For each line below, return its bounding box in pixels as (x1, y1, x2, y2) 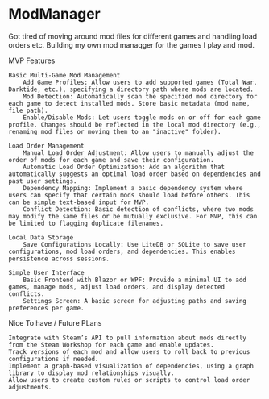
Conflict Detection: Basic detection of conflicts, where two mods (23, 205, 254, 214)
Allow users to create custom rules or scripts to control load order (8, 376, 250, 384)
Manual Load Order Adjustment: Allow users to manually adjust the (23, 148, 254, 157)
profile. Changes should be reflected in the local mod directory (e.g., (8, 120, 262, 129)
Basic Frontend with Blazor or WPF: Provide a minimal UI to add (23, 276, 247, 284)
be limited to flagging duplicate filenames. (8, 219, 163, 227)
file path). (8, 106, 48, 114)
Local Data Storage (8, 233, 74, 242)
